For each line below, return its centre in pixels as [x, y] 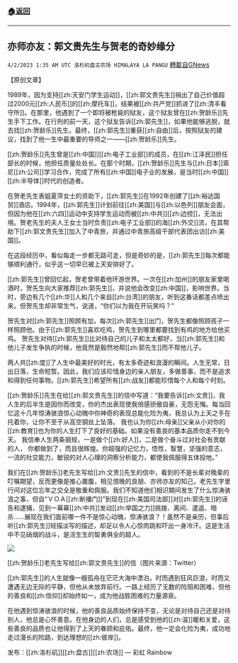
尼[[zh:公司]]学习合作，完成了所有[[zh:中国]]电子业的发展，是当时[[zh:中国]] [118, 172]
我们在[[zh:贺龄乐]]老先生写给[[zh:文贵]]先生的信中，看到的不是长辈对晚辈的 [118, 472]
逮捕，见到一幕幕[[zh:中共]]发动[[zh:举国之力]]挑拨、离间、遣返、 [115, 508]
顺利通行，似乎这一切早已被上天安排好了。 [75, 264]
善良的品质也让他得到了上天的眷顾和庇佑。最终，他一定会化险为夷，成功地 [122, 628]
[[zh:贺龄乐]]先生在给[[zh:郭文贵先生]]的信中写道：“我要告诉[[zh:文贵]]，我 [116, 396]
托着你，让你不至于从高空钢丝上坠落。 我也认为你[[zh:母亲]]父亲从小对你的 [117, 422]
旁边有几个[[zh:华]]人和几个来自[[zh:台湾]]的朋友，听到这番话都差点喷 [121, 297]
